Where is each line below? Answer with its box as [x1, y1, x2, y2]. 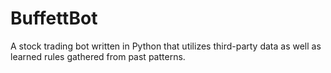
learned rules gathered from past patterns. [10, 50, 186, 62]
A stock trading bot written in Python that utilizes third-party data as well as [10, 40, 322, 52]
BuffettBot [10, 7, 98, 30]
